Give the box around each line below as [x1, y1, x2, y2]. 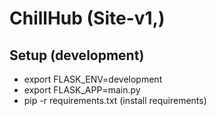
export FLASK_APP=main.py [23, 84, 141, 96]
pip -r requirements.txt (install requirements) [23, 95, 207, 106]
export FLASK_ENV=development [23, 73, 163, 85]
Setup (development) [9, 47, 145, 64]
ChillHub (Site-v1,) [9, 7, 166, 30]
